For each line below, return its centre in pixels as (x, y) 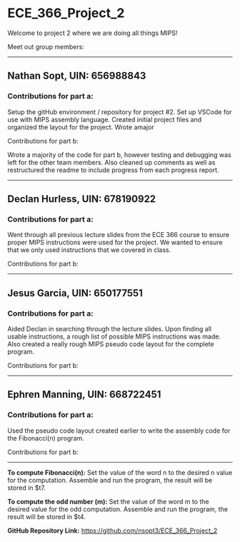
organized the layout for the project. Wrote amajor (81, 127)
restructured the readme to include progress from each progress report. (113, 170)
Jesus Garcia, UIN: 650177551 (75, 293)
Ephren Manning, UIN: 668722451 (84, 395)
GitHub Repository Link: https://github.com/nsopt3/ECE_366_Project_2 (112, 531)
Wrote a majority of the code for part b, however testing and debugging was (120, 154)
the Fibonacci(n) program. (46, 438)
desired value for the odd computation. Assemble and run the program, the (118, 509)
